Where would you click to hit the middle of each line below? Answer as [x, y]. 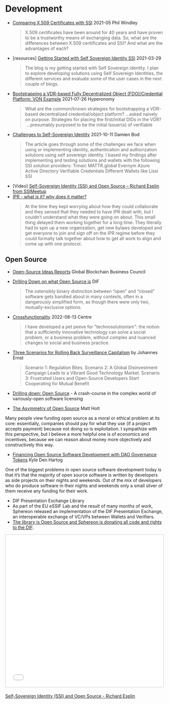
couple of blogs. [42, 84]
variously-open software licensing [48, 398]
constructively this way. [30, 445]
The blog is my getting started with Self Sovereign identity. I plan [92, 68]
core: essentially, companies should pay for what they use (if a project [78, 423]
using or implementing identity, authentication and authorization [91, 149]
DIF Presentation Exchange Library [48, 500]
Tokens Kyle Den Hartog [38, 460]
